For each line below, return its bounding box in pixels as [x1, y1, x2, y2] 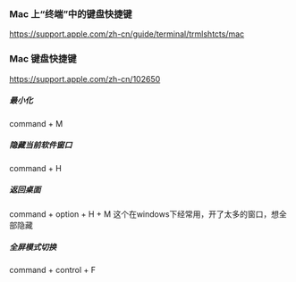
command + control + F [9, 265, 97, 276]
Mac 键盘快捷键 [9, 53, 78, 65]
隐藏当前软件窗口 [9, 140, 72, 151]
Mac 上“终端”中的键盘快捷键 [9, 7, 132, 20]
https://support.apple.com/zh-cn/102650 [9, 73, 161, 84]
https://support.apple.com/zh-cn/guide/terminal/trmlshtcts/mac [9, 29, 245, 39]
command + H [9, 162, 63, 173]
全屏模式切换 [9, 242, 56, 253]
